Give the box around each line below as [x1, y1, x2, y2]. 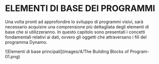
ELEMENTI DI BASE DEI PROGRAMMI [5, 3, 156, 14]
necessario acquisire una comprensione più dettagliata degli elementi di [5, 24, 149, 29]
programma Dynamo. [5, 39, 48, 45]
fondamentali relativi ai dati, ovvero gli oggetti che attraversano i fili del [5, 34, 147, 40]
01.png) [5, 53, 20, 59]
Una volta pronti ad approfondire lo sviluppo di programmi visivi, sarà [5, 19, 143, 25]
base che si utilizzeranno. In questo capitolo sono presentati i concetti [5, 29, 145, 35]
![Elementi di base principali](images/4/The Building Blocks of [5, 49, 129, 54]
